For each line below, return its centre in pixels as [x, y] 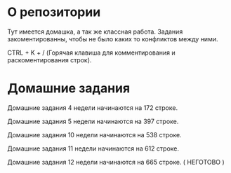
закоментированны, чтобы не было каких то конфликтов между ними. [113, 39]
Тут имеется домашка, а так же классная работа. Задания [95, 32]
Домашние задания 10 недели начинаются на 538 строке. [94, 134]
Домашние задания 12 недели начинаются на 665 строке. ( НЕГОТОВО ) [116, 162]
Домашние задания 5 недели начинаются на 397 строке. [93, 121]
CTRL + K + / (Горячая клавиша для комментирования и [91, 53]
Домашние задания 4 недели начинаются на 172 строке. [92, 108]
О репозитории [54, 12]
